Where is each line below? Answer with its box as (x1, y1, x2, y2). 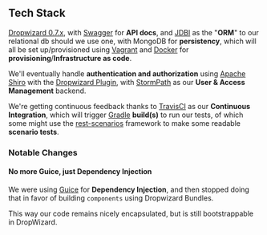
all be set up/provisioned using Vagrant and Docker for (8, 44, 189, 55)
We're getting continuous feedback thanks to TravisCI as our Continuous (8, 101, 251, 111)
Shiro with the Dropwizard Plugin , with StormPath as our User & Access (8, 77, 246, 87)
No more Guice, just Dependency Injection (8, 167, 152, 176)
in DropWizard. (8, 217, 58, 227)
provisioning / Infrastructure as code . (8, 53, 132, 63)
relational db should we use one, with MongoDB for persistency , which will (8, 36, 257, 46)
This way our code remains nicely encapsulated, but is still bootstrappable (8, 209, 254, 218)
